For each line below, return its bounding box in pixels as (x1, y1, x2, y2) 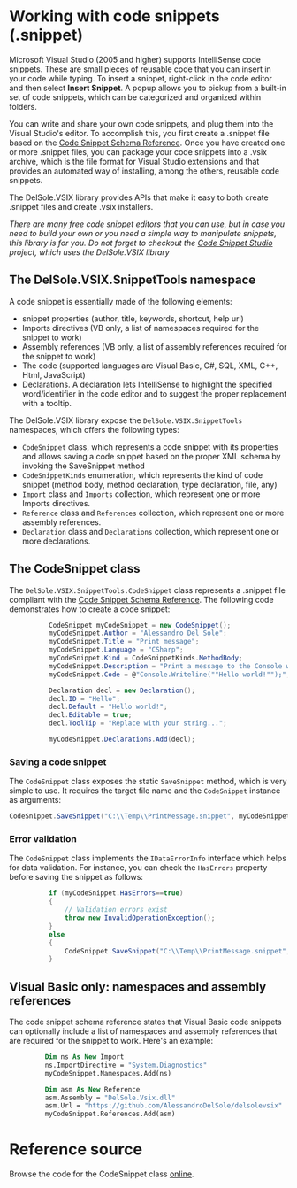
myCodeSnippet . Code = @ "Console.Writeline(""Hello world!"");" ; (48, 670, 291, 679)
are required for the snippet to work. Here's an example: (9, 1036, 214, 1046)
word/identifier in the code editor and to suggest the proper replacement (21, 388, 287, 399)
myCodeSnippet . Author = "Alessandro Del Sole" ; (48, 629, 227, 638)
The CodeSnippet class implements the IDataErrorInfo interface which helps (9, 852, 287, 864)
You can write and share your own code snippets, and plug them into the (9, 118, 274, 129)
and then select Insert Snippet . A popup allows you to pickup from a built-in (9, 82, 287, 93)
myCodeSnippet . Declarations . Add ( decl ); (48, 735, 196, 744)
